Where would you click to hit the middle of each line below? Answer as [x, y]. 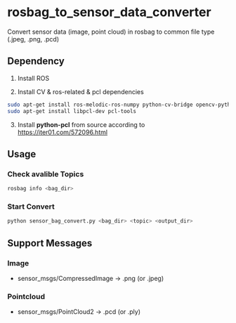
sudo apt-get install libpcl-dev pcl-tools [72, 111]
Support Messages [50, 243]
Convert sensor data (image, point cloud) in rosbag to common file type [111, 32]
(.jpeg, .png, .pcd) [33, 39]
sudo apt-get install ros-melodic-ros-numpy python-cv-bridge [100, 105]
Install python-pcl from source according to [81, 124]
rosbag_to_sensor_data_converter [110, 12]
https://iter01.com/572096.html [62, 132]
